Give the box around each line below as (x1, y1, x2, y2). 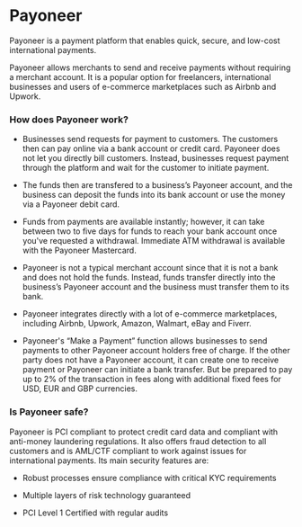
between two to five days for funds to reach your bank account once (22, 226, 278, 237)
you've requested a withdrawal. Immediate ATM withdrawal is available (22, 236, 286, 246)
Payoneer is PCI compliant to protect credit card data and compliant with (9, 426, 279, 437)
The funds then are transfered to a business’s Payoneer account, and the (22, 180, 293, 191)
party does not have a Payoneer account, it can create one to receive (22, 354, 280, 365)
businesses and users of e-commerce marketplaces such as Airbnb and (9, 81, 277, 92)
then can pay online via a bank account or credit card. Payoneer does (22, 143, 280, 154)
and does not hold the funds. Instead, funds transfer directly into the (22, 272, 276, 283)
